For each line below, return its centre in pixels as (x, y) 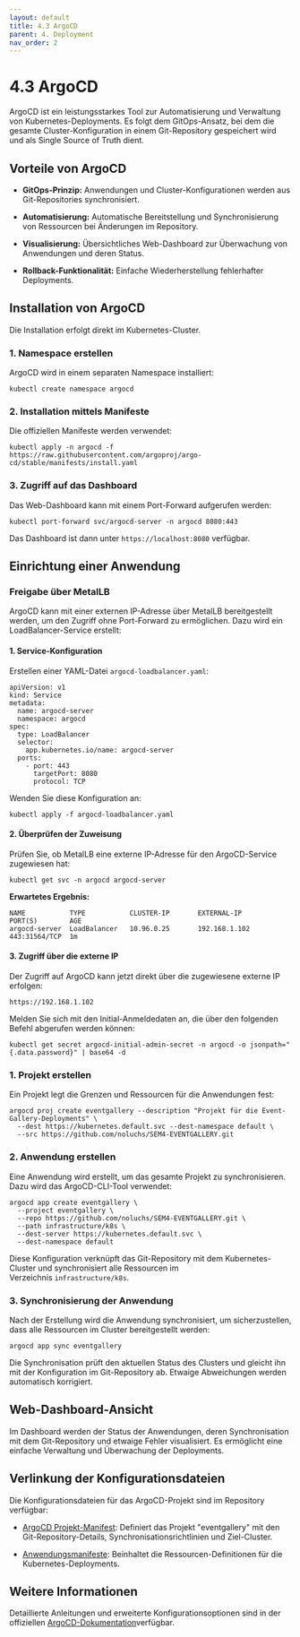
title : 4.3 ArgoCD (43, 26)
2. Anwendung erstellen (63, 1157)
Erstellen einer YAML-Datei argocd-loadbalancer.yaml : (109, 671)
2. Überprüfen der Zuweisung (66, 834)
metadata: (28, 703)
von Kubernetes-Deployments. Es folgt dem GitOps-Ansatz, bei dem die (142, 121)
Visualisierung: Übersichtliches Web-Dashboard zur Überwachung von (155, 244)
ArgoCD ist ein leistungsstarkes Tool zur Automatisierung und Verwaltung (145, 112)
